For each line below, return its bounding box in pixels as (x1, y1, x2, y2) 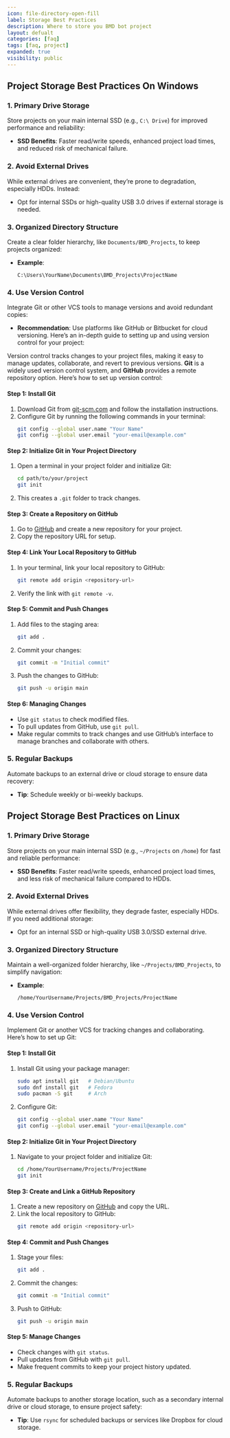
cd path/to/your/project (16, 475, 89, 482)
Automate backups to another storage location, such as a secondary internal (7, 1395, 224, 1404)
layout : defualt (7, 29, 54, 36)
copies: (7, 311, 28, 319)
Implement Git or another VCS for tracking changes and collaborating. (7, 1026, 205, 1035)
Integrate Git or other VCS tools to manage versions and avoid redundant (7, 303, 214, 311)
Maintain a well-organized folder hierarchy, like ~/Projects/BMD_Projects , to (7, 960, 221, 969)
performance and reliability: (7, 124, 86, 132)
